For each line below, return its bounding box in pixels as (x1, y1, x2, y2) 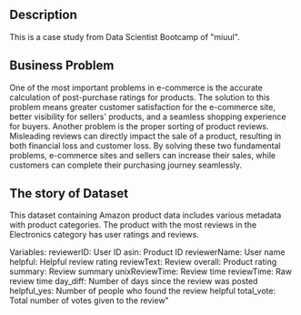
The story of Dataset (9, 186, 129, 201)
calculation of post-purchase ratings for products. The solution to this (9, 91, 270, 103)
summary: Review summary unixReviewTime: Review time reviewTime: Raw (9, 266, 293, 277)
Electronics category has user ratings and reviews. (9, 229, 200, 240)
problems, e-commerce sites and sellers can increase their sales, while (9, 149, 276, 160)
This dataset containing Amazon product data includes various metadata (9, 209, 282, 221)
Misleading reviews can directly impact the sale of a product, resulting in (9, 130, 282, 141)
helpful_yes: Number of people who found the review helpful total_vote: (9, 286, 276, 297)
